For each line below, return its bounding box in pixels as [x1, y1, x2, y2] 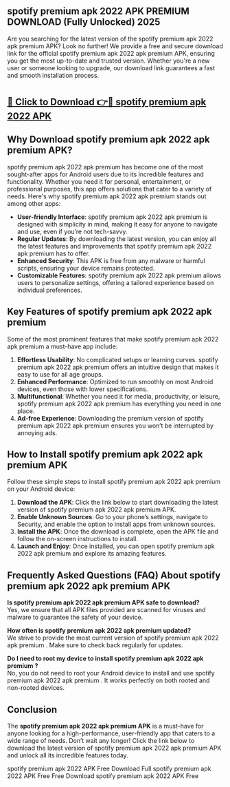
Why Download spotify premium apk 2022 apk [7, 134, 211, 145]
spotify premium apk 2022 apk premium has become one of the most [7, 162, 204, 171]
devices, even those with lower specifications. [16, 385, 148, 393]
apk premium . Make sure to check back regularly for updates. [7, 641, 183, 649]
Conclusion [7, 704, 58, 715]
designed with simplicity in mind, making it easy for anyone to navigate [16, 220, 218, 228]
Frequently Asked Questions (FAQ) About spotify [7, 569, 221, 581]
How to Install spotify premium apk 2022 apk [7, 449, 203, 461]
